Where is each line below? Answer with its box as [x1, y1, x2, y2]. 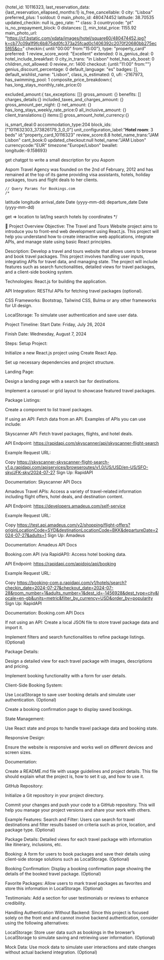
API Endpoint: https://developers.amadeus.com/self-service [5, 503, 126, 509]
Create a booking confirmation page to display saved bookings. [5, 707, 133, 712]
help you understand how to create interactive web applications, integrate [5, 234, 154, 239]
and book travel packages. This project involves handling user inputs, [5, 253, 145, 259]
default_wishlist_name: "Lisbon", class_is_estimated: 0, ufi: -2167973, [5, 72, 144, 77]
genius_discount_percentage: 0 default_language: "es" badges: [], [5, 66, 139, 72]
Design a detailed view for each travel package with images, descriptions [5, 658, 152, 664]
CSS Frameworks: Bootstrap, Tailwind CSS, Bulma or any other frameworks [5, 297, 157, 303]
